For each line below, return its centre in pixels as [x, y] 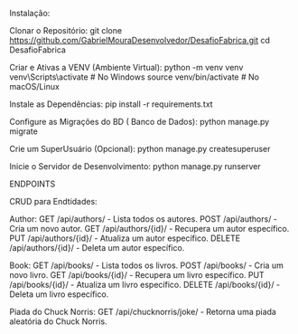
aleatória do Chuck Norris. [58, 321]
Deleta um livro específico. [59, 294]
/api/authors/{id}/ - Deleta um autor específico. [97, 248]
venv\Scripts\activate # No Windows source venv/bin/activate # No [135, 77]
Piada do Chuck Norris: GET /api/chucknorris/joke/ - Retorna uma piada [143, 312]
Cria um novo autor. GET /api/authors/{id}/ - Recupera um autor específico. [149, 229]
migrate [23, 131]
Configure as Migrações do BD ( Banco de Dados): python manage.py [140, 122]
